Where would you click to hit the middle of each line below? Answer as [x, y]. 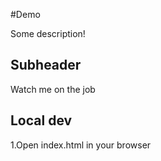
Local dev [41, 120]
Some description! [48, 33]
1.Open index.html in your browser [81, 145]
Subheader [46, 65]
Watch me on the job [53, 89]
